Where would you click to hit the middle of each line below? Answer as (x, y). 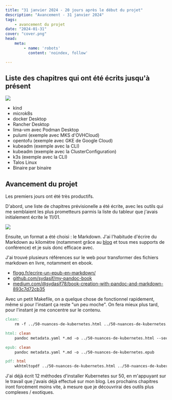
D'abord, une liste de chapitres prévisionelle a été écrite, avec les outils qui (84, 206)
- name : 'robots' (42, 48)
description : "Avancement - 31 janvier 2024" (55, 15)
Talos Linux (25, 162)
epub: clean (18, 347)
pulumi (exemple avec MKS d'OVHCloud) (56, 135)
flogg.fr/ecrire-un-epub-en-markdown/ (54, 273)
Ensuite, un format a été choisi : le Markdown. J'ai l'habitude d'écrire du (81, 237)
